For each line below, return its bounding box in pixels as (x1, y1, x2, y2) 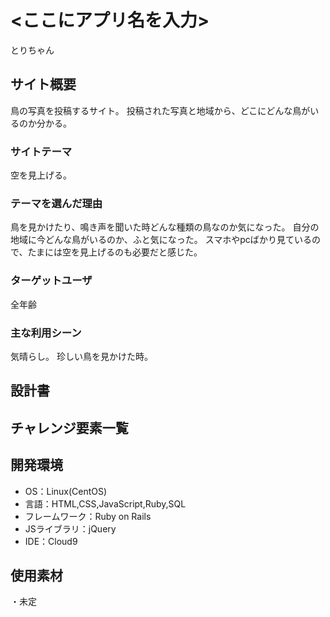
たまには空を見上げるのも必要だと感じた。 (27, 246, 203, 258)
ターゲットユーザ (10, 274, 93, 288)
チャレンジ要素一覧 (10, 419, 129, 436)
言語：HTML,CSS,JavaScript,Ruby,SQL (24, 497, 187, 510)
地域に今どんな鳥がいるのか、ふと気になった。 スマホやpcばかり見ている (10, 234, 313, 246)
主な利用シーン (10, 326, 82, 340)
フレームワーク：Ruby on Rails (24, 510, 152, 522)
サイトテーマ (10, 144, 73, 158)
